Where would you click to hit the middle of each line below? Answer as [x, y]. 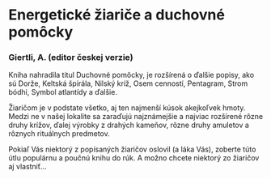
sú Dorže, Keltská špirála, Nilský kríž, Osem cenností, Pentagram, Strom [128, 83]
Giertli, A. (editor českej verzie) [71, 58]
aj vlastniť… [28, 167]
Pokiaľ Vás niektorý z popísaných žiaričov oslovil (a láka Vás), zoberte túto [132, 149]
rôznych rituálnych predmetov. [59, 134]
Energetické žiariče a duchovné [116, 15]
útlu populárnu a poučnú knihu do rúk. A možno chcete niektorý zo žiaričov [134, 158]
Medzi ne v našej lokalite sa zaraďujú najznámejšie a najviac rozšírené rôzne [136, 117]
